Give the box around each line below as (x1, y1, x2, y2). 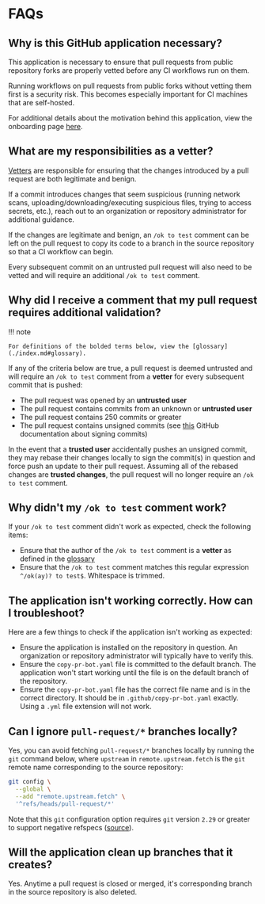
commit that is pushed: (8, 380, 83, 389)
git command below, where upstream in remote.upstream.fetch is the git (8, 754, 245, 764)
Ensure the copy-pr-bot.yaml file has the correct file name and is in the (19, 685, 251, 694)
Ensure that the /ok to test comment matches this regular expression (19, 563, 249, 572)
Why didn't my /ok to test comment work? (8, 501, 227, 515)
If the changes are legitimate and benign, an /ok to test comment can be (8, 230, 249, 239)
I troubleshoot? (8, 606, 85, 620)
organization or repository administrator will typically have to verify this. (19, 651, 254, 661)
